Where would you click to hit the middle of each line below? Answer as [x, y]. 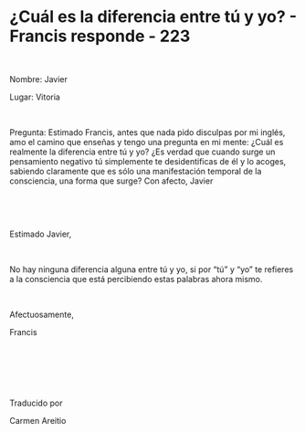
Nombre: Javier [39, 79]
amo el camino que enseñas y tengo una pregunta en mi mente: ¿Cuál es [147, 142]
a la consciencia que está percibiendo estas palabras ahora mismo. [136, 279]
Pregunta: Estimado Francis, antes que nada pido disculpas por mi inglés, [147, 132]
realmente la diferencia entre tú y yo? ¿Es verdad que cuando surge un [142, 152]
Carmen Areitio [38, 420]
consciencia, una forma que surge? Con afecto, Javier [111, 181]
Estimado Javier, [41, 234]
